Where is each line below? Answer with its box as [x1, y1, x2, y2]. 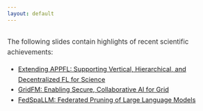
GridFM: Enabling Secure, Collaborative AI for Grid [17, 85, 169, 94]
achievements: [7, 48, 54, 57]
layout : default [7, 10, 54, 17]
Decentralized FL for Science [17, 75, 106, 84]
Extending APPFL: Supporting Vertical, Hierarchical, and [17, 65, 186, 74]
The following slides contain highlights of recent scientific [7, 37, 189, 46]
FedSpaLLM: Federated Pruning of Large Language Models [17, 95, 196, 104]
